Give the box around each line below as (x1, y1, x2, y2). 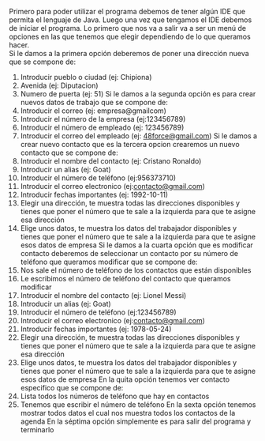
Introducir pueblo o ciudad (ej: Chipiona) (20, 73, 152, 81)
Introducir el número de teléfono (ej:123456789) (20, 307, 177, 317)
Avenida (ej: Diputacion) (20, 81, 99, 90)
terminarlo (20, 425, 54, 434)
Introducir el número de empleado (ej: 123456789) (20, 122, 185, 132)
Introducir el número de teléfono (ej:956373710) (20, 173, 177, 183)
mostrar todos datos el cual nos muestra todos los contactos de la (20, 409, 236, 417)
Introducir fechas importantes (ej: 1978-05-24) (20, 324, 172, 334)
